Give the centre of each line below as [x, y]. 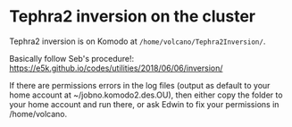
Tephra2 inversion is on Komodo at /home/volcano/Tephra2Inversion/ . [138, 41]
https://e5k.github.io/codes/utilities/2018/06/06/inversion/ [116, 68]
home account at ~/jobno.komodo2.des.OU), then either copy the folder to [146, 95]
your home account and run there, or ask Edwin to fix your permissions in [144, 104]
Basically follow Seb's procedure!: [72, 58]
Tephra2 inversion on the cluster [133, 17]
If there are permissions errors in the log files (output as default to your [140, 85]
